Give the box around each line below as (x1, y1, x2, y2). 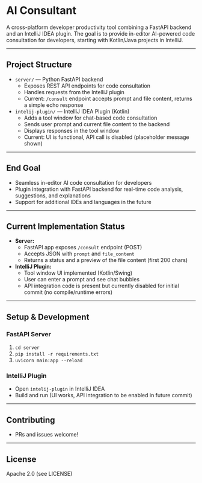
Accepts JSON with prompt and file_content (23, 250, 135, 257)
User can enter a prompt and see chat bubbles (23, 276, 140, 283)
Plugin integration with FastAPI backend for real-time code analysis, (14, 185, 183, 193)
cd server (14, 345, 40, 351)
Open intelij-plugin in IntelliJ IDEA (14, 385, 105, 392)
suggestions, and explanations (14, 191, 91, 199)
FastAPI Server (6, 330, 51, 338)
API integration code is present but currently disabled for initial (23, 282, 179, 290)
